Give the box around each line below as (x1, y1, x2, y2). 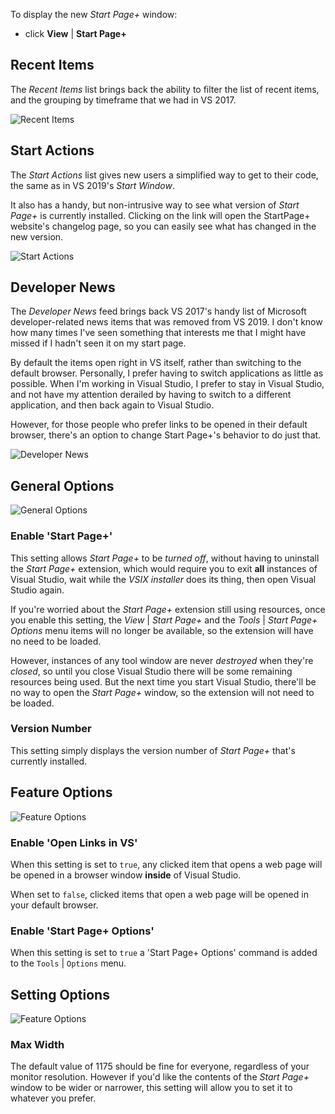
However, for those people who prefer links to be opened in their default (10, 419, 308, 431)
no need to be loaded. (10, 635, 102, 647)
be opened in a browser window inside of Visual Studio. (10, 869, 242, 881)
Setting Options (10, 986, 110, 1003)
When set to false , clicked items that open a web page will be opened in (10, 888, 309, 900)
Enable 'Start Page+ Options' (10, 924, 155, 938)
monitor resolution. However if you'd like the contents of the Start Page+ (10, 1071, 310, 1083)
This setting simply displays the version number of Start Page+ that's (10, 744, 296, 756)
